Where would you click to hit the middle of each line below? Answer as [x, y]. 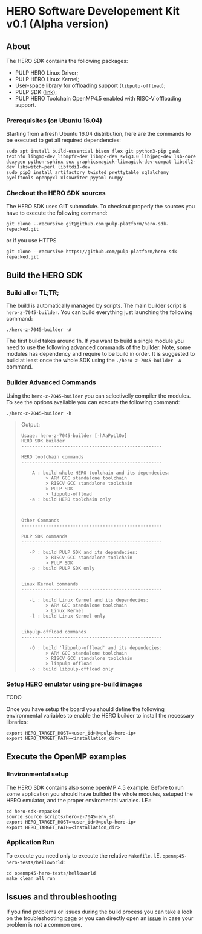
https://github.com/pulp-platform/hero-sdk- [123, 252]
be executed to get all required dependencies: [64, 140]
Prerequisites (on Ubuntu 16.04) [54, 121]
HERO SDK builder [43, 441]
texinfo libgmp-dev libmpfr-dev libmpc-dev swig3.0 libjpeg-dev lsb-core [101, 157]
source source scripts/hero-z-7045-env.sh [60, 816]
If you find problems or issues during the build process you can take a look [99, 912]
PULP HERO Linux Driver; [47, 73]
